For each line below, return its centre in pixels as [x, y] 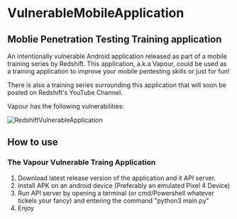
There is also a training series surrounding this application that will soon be [117, 85]
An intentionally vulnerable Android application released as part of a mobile [117, 56]
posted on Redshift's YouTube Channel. [65, 92]
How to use [33, 142]
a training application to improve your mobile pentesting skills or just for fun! [118, 71]
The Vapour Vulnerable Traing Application [82, 162]
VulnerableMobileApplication [96, 13]
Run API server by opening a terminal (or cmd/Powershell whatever [116, 193]
